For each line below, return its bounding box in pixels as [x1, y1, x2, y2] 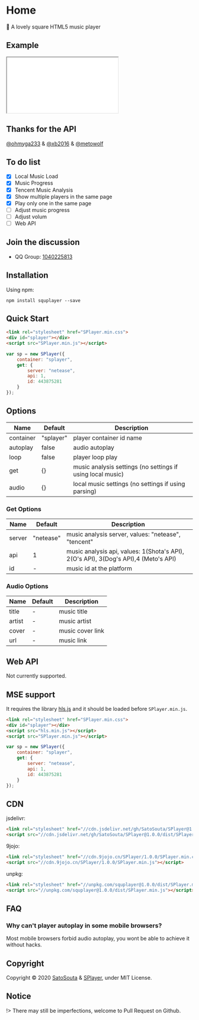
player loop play [73, 453, 118, 461]
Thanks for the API [6, 124, 77, 134]
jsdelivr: [6, 815, 25, 822]
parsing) [73, 487, 97, 495]
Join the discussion [6, 237, 80, 247]
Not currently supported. [6, 672, 67, 679]
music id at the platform [66, 564, 132, 573]
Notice [6, 992, 31, 1002]
